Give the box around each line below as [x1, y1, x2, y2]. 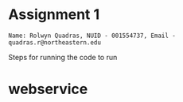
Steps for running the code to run [8, 52, 118, 62]
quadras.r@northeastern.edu [8, 38, 102, 47]
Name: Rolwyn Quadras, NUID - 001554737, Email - [8, 32, 177, 40]
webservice [8, 81, 88, 98]
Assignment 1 [8, 6, 100, 24]
